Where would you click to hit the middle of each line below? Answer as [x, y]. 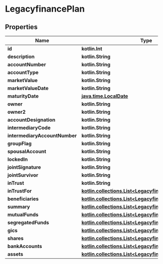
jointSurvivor [23, 175]
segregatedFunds [28, 222]
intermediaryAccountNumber [42, 136]
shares [16, 238]
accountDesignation [32, 120]
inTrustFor [20, 191]
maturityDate [23, 96]
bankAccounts [25, 246]
